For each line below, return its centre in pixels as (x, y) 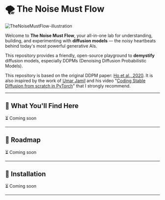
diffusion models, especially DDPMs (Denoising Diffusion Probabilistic (76, 60)
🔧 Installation (26, 174)
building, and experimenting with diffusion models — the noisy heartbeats (81, 41)
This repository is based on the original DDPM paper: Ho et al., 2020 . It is (79, 75)
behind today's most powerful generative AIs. (51, 46)
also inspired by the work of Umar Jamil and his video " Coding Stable (75, 81)
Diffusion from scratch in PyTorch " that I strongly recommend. (68, 86)
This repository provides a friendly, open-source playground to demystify (80, 55)
